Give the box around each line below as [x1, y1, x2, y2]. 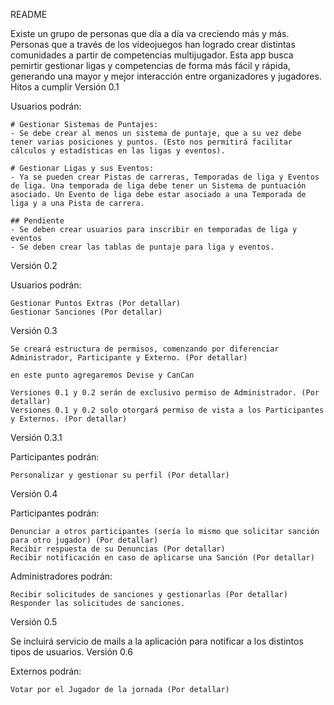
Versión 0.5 [10, 616, 58, 628]
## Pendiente [10, 216, 65, 226]
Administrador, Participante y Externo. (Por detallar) [10, 353, 248, 363]
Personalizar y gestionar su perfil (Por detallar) [10, 470, 230, 480]
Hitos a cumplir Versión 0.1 [10, 81, 120, 93]
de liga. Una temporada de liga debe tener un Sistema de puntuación [10, 181, 307, 191]
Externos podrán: [10, 665, 82, 677]
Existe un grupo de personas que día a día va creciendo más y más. [10, 28, 290, 39]
